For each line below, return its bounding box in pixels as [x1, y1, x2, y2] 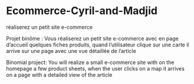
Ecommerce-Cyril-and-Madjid [6, 4, 158, 18]
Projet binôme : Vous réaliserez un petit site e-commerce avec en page [6, 35, 179, 42]
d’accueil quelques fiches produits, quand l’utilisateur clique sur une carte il [6, 41, 189, 48]
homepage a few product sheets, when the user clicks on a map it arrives [6, 65, 185, 72]
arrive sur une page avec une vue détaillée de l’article [6, 47, 137, 54]
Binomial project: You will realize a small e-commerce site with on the [6, 59, 175, 66]
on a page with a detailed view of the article [6, 71, 113, 78]
